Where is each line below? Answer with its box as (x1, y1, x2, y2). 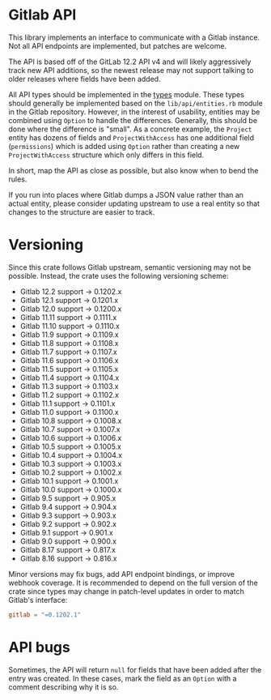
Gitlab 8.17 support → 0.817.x (19, 544, 116, 554)
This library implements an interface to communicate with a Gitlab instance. (8, 32, 260, 42)
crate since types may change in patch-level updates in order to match (8, 586, 244, 596)
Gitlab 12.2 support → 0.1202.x (19, 286, 122, 297)
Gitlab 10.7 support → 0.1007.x (19, 424, 121, 434)
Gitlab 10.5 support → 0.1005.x (19, 442, 121, 451)
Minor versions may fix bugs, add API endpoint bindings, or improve (8, 569, 235, 578)
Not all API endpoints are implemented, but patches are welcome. (8, 41, 227, 50)
